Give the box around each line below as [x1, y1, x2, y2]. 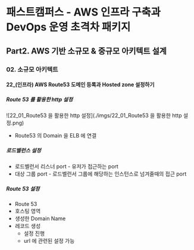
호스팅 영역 [14, 208, 41, 214]
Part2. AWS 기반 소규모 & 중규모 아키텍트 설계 [6, 46, 167, 56]
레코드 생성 [14, 223, 41, 229]
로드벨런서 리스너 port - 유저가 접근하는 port [14, 163, 119, 170]
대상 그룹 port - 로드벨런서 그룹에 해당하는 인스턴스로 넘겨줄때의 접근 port [14, 170, 187, 177]
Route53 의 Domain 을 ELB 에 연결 [14, 132, 97, 139]
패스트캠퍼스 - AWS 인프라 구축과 [6, 5, 161, 19]
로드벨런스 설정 [6, 146, 42, 154]
